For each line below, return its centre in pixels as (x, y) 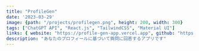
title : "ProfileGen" (32, 11)
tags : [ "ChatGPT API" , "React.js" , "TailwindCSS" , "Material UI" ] (91, 28)
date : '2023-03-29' (30, 17)
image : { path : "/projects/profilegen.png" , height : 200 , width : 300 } (95, 22)
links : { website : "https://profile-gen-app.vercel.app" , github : (91, 33)
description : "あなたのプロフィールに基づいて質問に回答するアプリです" (86, 39)
